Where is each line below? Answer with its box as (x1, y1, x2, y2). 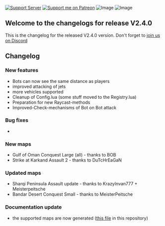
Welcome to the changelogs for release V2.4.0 (5, 19, 153, 27)
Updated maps (5, 169, 41, 176)
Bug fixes (5, 117, 29, 124)
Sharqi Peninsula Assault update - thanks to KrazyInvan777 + (12, 181, 138, 187)
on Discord (5, 37, 28, 43)
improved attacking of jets (12, 83, 66, 89)
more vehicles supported (12, 88, 63, 94)
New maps (5, 141, 31, 148)
